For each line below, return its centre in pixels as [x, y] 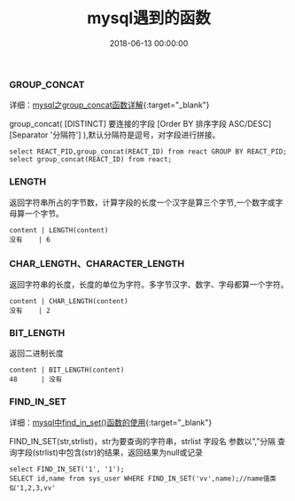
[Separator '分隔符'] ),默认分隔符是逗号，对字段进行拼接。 [115, 135]
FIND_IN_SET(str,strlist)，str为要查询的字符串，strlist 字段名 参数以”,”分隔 [143, 441]
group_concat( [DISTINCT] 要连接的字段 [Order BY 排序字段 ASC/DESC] [140, 124]
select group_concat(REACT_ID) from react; [91, 160]
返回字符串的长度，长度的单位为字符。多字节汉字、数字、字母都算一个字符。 [149, 284]
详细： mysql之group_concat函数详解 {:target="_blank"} [109, 105]
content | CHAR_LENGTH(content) [69, 301]
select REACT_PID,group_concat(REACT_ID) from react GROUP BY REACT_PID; [148, 152]
